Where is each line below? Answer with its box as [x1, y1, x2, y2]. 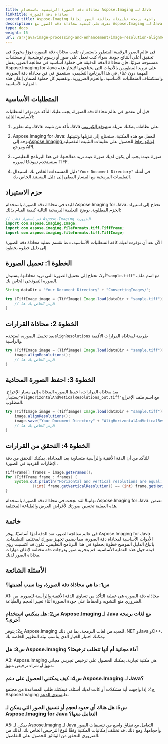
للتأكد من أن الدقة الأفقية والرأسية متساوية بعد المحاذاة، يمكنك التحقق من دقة [5, 455, 149, 461]
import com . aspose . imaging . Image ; [5, 221, 78, 226]
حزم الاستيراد [5, 188, 43, 197]
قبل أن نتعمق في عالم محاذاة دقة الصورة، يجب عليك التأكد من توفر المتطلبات [5, 108, 149, 114]
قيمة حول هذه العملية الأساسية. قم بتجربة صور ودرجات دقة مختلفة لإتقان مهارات [5, 546, 155, 552]
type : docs [5, 26, 28, 31]
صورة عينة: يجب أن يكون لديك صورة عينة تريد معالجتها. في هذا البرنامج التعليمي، [12, 153, 162, 159]
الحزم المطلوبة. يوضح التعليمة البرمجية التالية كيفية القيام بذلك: [5, 207, 122, 213]
